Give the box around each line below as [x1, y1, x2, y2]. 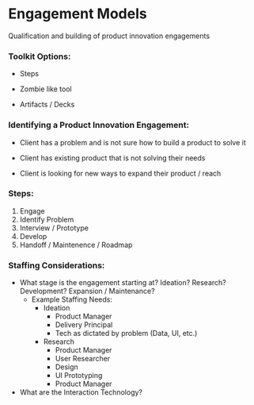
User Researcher [55, 354, 111, 364]
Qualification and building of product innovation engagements [8, 31, 210, 40]
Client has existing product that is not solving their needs [19, 152, 206, 163]
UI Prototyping [55, 371, 103, 380]
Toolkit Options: [8, 51, 71, 62]
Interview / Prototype [19, 223, 89, 233]
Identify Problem [19, 214, 74, 224]
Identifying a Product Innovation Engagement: [8, 120, 190, 131]
